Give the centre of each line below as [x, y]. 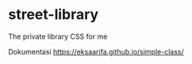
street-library [54, 15]
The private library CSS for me [58, 36]
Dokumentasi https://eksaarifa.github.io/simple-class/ [96, 51]
